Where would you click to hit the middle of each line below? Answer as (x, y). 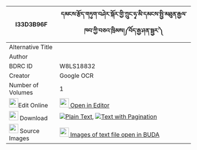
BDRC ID (21, 66)
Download (34, 118)
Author (18, 57)
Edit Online (33, 105)
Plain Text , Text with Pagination (111, 117)
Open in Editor (90, 105)
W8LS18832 (77, 66)
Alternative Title (31, 47)
